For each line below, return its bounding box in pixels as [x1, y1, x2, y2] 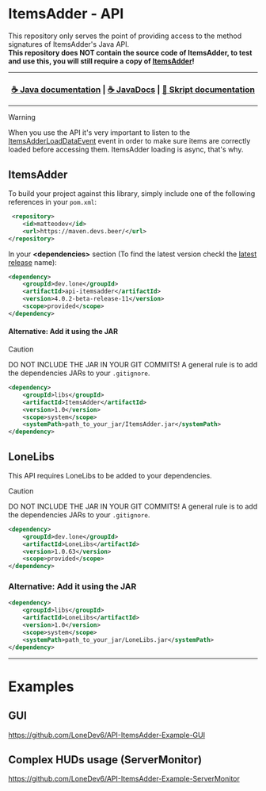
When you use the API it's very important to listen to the [8, 128, 191, 137]
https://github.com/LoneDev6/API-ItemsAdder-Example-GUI [8, 730, 206, 739]
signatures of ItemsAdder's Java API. [8, 39, 130, 48]
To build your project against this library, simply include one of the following [8, 189, 256, 198]
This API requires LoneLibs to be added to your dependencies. [8, 470, 212, 480]
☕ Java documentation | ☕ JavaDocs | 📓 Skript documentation [10, 84, 256, 95]
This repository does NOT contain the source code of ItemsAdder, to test [8, 48, 253, 57]
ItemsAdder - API [8, 5, 124, 23]
